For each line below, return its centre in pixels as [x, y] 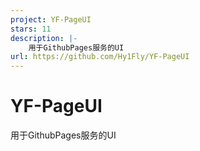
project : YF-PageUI [51, 19]
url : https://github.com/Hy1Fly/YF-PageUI [100, 57]
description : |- [44, 38]
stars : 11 [31, 29]
